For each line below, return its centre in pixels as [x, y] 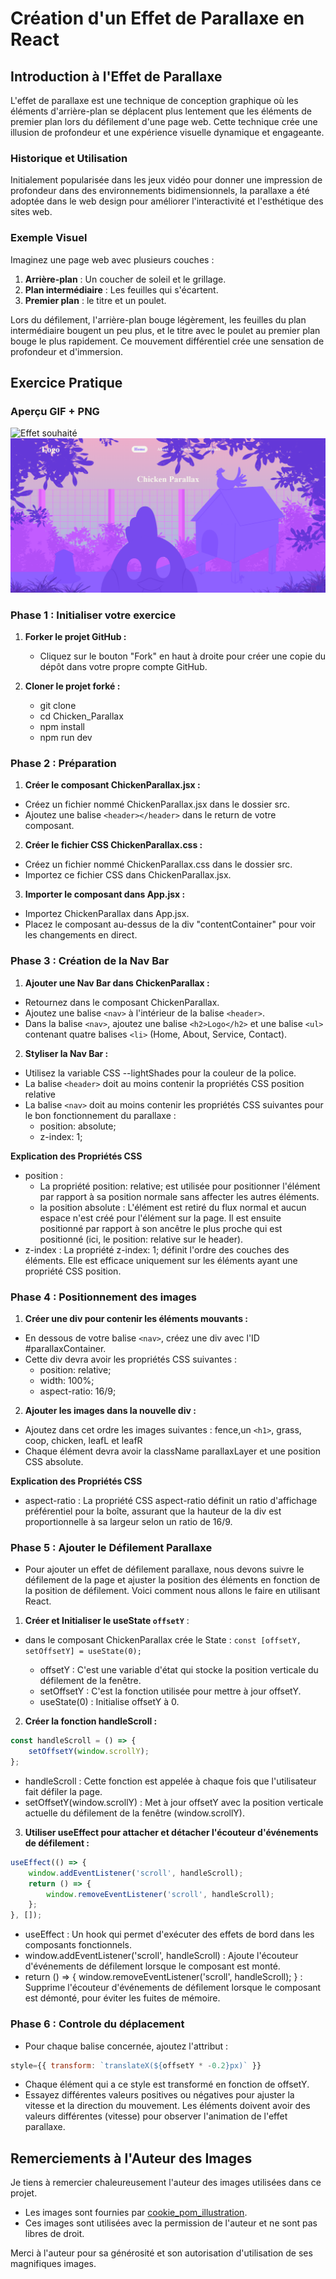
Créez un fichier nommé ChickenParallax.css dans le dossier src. [158, 864]
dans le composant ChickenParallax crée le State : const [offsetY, [163, 1640]
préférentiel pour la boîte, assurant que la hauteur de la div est [153, 1511]
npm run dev [66, 738]
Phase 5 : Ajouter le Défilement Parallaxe [111, 1547]
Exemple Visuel [49, 238]
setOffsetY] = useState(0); [83, 1652]
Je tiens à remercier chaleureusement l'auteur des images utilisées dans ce [166, 2183]
